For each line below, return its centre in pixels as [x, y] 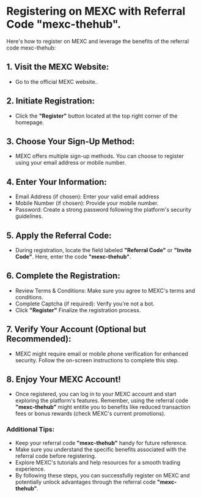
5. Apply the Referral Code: [59, 235]
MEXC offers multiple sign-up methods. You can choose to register [100, 156]
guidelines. [29, 216]
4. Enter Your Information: [57, 182]
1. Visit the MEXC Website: [58, 67]
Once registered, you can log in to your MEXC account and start [96, 394]
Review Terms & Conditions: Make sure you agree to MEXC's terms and [105, 290]
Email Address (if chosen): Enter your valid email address [87, 196]
